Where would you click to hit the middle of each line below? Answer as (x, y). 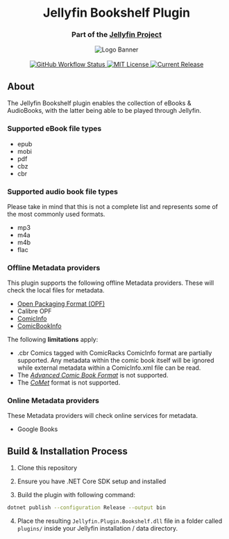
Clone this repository (47, 468)
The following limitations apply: (53, 340)
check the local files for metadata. (56, 290)
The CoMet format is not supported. (69, 383)
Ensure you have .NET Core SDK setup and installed (92, 481)
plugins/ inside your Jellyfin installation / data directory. (97, 529)
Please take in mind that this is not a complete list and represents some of (113, 206)
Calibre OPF (34, 311)
